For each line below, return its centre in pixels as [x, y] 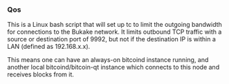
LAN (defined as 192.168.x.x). [49, 47]
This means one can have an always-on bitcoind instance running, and [108, 60]
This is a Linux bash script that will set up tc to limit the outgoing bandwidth [115, 25]
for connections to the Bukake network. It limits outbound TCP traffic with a [114, 32]
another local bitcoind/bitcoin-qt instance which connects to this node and [113, 67]
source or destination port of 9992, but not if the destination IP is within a [111, 39]
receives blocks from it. [41, 74]
